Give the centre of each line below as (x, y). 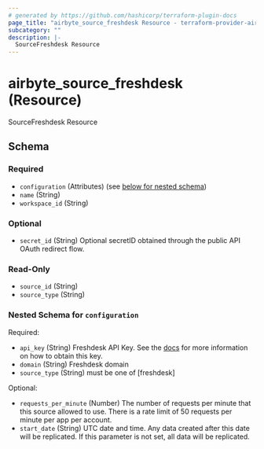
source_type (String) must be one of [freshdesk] (97, 372)
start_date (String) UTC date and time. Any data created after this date (134, 428)
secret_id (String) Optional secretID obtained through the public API (130, 241)
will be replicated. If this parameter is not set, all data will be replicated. (134, 436)
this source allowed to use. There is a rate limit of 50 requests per (126, 411)
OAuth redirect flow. (52, 249)
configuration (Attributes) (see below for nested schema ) (113, 186)
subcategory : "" (35, 30)
